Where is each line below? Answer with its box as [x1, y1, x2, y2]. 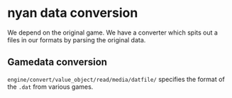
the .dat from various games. [7, 82, 94, 91]
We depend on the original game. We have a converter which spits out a [7, 28, 219, 37]
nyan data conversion [7, 5, 138, 21]
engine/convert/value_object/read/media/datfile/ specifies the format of [7, 75, 225, 83]
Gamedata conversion [7, 56, 108, 68]
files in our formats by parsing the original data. [7, 35, 146, 44]
